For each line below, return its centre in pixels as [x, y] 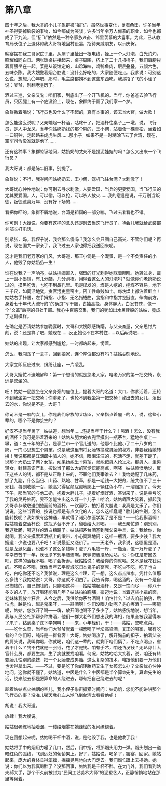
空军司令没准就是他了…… [31, 141]
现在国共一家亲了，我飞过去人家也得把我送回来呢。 [65, 245]
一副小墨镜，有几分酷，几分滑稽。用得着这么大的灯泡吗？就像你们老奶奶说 [85, 279]
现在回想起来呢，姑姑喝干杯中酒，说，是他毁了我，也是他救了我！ [72, 737]
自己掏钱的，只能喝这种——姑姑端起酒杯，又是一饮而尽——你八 [91, 585]
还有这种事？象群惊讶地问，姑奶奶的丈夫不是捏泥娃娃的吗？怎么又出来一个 [81, 151]
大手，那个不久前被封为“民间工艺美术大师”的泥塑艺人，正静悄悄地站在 [85, 772]
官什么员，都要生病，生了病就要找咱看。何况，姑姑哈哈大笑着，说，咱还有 [81, 653]
